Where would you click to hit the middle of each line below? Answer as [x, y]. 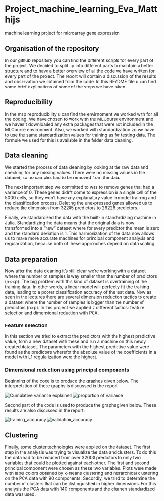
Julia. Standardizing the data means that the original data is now [70, 223]
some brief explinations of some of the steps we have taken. [66, 87]
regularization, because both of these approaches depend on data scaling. [80, 244]
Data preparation [31, 259]
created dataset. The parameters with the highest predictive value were [77, 347]
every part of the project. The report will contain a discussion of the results [81, 76]
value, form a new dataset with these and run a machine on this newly [76, 341]
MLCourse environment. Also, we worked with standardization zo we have [80, 129]
